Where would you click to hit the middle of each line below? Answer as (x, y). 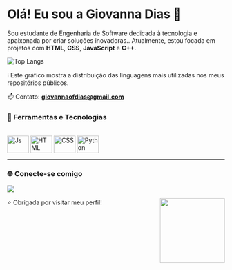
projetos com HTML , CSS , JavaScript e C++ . (72, 48)
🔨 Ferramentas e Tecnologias (57, 117)
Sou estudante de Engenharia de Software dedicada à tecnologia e (103, 33)
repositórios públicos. (38, 83)
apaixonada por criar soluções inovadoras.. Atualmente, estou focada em (111, 40)
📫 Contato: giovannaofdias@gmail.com (66, 97)
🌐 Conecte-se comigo (45, 174)
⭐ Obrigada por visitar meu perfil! (55, 202)
